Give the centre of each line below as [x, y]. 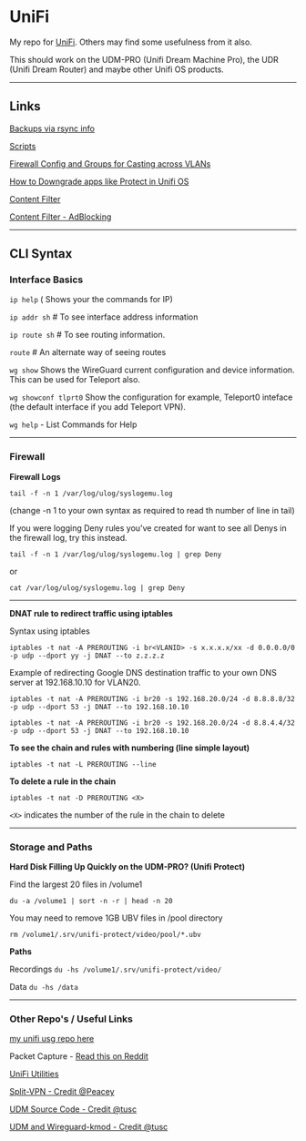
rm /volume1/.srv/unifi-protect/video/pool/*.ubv [106, 935]
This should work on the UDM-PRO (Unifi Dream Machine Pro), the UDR [144, 59]
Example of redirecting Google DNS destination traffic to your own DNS [143, 672]
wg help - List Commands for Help [73, 424]
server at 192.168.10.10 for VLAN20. [75, 682]
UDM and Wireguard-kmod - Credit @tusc [89, 1127]
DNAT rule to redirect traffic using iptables [91, 613]
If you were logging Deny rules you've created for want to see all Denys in [148, 528]
